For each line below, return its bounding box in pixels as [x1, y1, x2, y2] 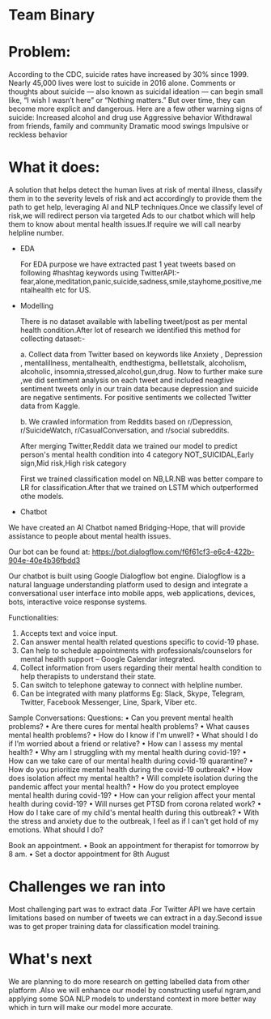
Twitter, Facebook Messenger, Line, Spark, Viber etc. [19, 697, 197, 707]
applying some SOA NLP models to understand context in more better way [8, 994, 256, 1004]
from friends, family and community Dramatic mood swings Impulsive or [8, 122, 249, 131]
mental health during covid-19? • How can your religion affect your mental [8, 791, 256, 800]
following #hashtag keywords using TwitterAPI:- [19, 268, 180, 278]
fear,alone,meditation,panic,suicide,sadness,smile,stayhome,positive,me [19, 277, 262, 287]
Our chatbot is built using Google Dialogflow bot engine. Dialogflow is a [8, 571, 247, 581]
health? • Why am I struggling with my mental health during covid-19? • [8, 748, 247, 757]
